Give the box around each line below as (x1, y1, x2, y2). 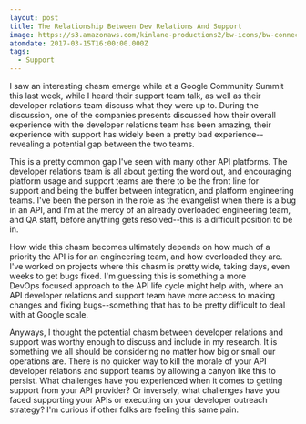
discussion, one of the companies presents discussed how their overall (9, 110, 276, 120)
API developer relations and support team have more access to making (9, 290, 276, 300)
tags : (9, 47, 30, 56)
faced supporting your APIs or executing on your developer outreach (9, 395, 268, 405)
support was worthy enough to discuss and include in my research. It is (9, 337, 278, 347)
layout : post (9, 13, 59, 23)
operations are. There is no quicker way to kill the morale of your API (9, 356, 267, 367)
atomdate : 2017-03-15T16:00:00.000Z (9, 38, 148, 48)
